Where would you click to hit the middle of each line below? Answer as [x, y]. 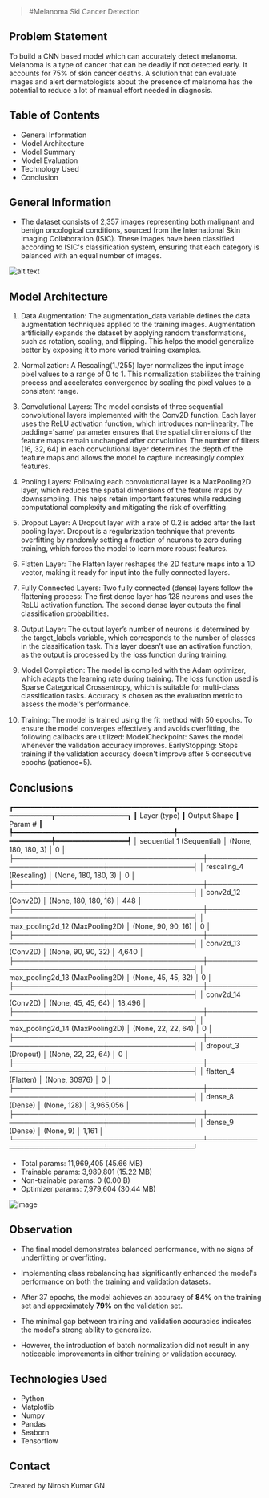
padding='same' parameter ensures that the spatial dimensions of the [136, 432]
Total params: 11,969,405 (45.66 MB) [82, 1164]
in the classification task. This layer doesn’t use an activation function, [137, 646]
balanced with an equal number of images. [91, 256]
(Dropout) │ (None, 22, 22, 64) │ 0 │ [69, 1055]
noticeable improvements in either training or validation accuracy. [128, 1354]
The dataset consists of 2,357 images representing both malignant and [137, 222]
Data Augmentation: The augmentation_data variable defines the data [135, 316]
